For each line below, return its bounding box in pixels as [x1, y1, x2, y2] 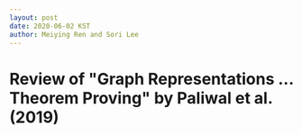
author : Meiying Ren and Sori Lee [9, 30, 140, 39]
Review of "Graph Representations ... [9, 68, 294, 89]
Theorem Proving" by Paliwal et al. [9, 87, 273, 108]
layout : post [9, 13, 59, 22]
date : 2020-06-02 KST [9, 22, 91, 31]
